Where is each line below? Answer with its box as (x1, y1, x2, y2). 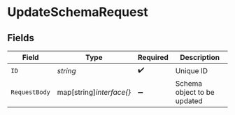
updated (175, 96, 203, 105)
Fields (7, 32, 35, 44)
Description (179, 53, 220, 62)
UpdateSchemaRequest (7, 4, 148, 20)
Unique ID (175, 66, 208, 75)
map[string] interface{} (57, 88, 131, 97)
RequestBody (10, 89, 51, 96)
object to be (175, 88, 215, 97)
